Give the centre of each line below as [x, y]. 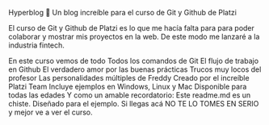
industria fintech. [36, 45]
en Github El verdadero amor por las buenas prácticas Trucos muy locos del [135, 69]
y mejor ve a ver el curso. [50, 112]
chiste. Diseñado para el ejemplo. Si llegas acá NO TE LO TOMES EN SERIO [134, 104]
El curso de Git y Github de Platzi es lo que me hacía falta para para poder [131, 28]
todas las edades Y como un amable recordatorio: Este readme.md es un [130, 95]
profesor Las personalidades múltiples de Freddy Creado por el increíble [129, 78]
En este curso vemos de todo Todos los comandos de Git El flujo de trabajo [134, 61]
